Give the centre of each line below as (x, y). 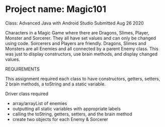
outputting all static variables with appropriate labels (67, 108)
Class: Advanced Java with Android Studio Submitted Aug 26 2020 (74, 23)
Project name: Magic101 (56, 9)
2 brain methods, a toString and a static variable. (55, 84)
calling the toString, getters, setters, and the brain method (72, 114)
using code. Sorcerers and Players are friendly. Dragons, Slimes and (76, 43)
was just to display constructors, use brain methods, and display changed (81, 54)
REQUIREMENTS (23, 69)
